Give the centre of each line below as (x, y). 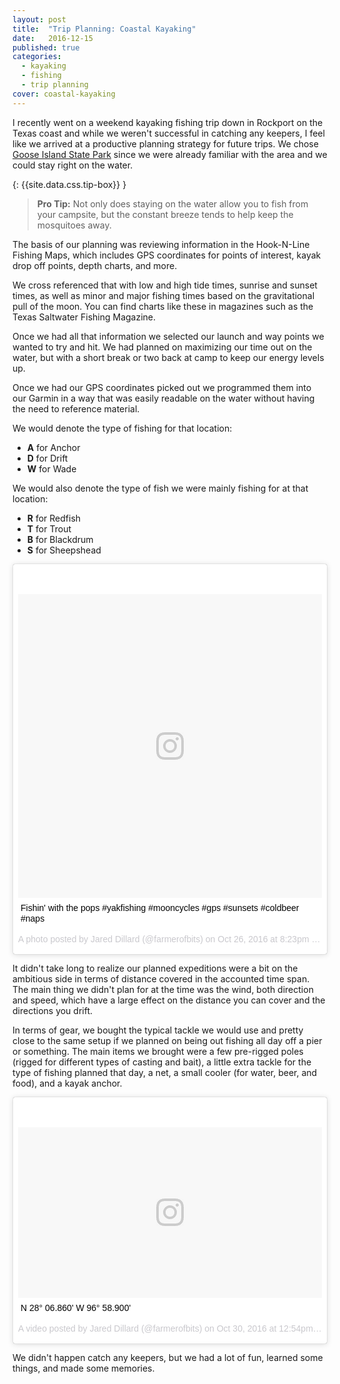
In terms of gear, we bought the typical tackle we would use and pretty (158, 1030)
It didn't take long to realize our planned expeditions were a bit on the (155, 968)
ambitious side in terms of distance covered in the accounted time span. (161, 978)
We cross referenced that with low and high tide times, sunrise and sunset (165, 285)
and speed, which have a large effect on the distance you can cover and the (169, 1000)
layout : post (39, 19)
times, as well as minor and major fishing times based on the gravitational (163, 295)
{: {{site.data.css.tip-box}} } (69, 184)
